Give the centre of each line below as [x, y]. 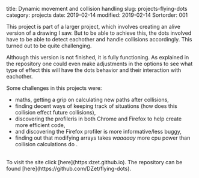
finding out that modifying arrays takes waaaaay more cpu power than [103, 138]
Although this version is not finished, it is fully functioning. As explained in [98, 57]
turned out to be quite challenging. [49, 46]
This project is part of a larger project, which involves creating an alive [93, 27]
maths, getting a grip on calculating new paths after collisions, [92, 99]
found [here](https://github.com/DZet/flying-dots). [69, 168]
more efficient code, [40, 125]
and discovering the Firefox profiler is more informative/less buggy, [98, 132]
